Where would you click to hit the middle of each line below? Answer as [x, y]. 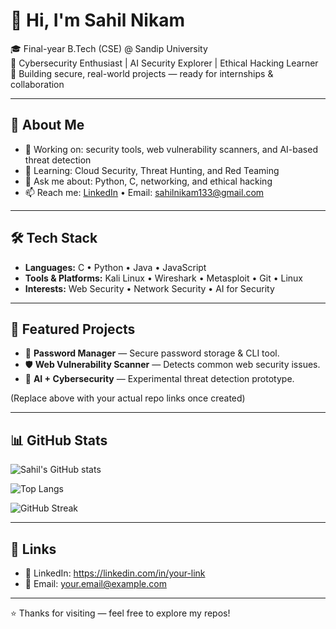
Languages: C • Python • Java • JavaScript [115, 267]
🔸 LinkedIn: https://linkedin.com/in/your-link [115, 573]
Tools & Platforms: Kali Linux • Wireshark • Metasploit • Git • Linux [163, 278]
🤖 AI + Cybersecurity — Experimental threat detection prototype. [159, 379]
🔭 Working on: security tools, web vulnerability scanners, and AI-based [171, 149]
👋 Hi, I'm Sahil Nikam [97, 20]
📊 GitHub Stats [59, 440]
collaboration [37, 84]
